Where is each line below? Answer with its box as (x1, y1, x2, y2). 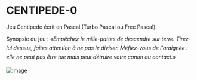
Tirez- (176, 35, 191, 42)
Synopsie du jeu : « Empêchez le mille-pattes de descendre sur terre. (6, 35, 175, 42)
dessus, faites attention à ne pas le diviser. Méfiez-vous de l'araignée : (13, 44, 188, 51)
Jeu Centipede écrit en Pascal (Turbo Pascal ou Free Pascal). (6, 23, 157, 30)
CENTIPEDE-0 (6, 4, 78, 17)
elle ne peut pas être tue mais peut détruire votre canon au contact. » (6, 53, 176, 60)
